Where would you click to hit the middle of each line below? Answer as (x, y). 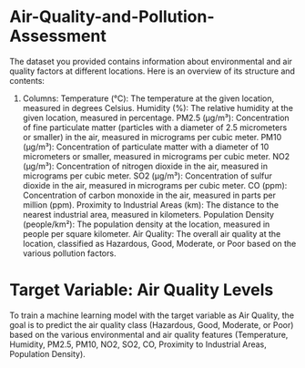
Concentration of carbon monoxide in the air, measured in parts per (149, 195)
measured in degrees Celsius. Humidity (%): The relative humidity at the (158, 107)
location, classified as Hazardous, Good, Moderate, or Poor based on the (159, 243)
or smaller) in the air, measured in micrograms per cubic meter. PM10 (152, 137)
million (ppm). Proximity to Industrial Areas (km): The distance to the (151, 204)
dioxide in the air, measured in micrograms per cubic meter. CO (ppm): (155, 185)
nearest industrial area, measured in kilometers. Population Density (148, 214)
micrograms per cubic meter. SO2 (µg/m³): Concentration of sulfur (147, 176)
